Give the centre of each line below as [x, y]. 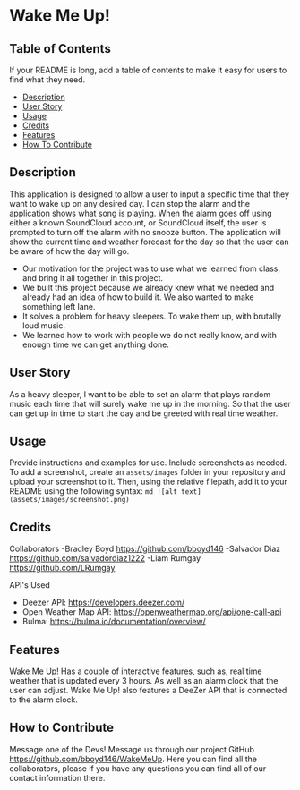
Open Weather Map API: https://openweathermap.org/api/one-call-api [152, 612]
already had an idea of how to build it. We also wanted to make [138, 297]
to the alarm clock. [44, 700]
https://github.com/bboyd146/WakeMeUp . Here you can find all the [133, 759]
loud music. [43, 325]
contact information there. [57, 777]
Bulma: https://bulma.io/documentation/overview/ [114, 622]
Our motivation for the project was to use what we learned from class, [151, 268]
